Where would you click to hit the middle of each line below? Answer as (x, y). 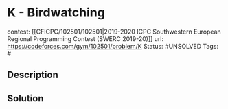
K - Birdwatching (56, 13)
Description (33, 75)
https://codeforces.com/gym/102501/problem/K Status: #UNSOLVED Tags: (113, 46)
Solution (25, 98)
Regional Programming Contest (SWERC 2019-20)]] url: (85, 38)
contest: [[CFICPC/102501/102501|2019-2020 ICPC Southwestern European (114, 32)
